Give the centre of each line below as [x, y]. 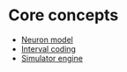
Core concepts [63, 15]
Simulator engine [52, 58]
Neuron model [47, 40]
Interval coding [49, 48]
